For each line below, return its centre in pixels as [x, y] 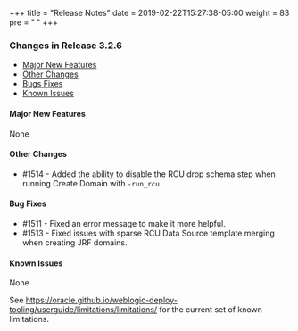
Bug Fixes [28, 203]
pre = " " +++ [34, 22]
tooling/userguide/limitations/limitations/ [83, 310]
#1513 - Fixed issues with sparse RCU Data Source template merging [148, 233]
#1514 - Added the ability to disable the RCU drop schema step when [149, 174]
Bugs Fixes [42, 84]
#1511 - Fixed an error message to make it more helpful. [124, 223]
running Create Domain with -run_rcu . [92, 183]
